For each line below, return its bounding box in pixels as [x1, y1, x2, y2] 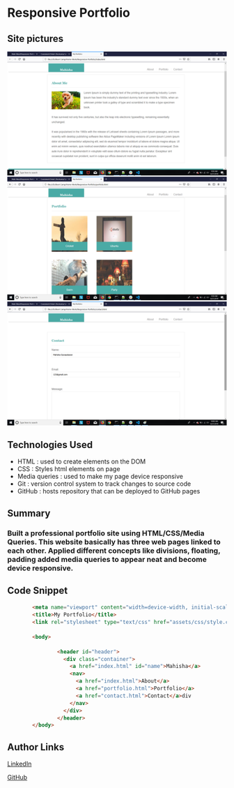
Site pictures [7, 33, 64, 45]
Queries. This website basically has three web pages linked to [7, 537, 221, 547]
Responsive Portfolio [7, 5, 130, 21]
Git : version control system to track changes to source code [17, 480, 192, 488]
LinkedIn [7, 759, 32, 768]
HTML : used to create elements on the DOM [17, 457, 146, 466]
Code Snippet [7, 585, 68, 597]
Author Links [7, 741, 65, 753]
